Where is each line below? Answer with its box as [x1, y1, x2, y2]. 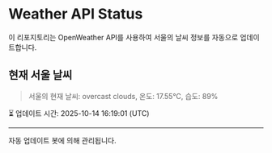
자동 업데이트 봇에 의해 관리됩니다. [8, 135, 117, 145]
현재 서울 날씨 [8, 68, 73, 82]
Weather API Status [8, 5, 143, 23]
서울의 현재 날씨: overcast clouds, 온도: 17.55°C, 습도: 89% [28, 91, 219, 101]
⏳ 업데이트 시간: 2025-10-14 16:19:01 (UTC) [8, 108, 150, 118]
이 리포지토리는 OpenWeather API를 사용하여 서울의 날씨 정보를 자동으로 [8, 32, 239, 42]
